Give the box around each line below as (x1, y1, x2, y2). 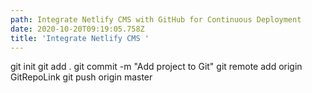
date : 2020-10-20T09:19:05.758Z (10, 24, 145, 34)
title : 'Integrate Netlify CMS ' (10, 33, 150, 43)
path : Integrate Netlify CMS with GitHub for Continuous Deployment (10, 14, 302, 25)
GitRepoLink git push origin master (10, 71, 153, 83)
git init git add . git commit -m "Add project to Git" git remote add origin (10, 61, 303, 73)
